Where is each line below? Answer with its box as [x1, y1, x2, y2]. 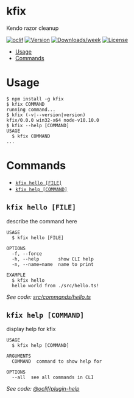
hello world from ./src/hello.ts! [12, 282, 99, 288]
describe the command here [6, 217, 77, 225]
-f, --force [12, 251, 43, 257]
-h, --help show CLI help [12, 256, 94, 262]
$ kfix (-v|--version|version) [6, 111, 86, 118]
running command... [6, 106, 56, 113]
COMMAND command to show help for [12, 358, 102, 365]
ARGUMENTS [6, 353, 32, 360]
